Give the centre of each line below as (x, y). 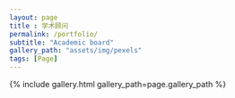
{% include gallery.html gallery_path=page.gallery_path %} (118, 84)
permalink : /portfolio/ (54, 34)
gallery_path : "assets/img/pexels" (76, 51)
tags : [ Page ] (34, 59)
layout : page (34, 17)
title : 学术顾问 (39, 26)
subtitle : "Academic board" (62, 42)
